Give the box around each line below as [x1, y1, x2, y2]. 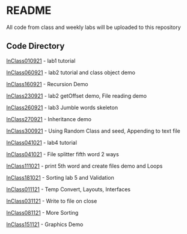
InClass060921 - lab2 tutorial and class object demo [6, 69, 135, 76]
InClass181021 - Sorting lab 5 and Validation [6, 174, 114, 181]
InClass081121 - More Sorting [6, 209, 79, 216]
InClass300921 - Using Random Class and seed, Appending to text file [6, 127, 180, 134]
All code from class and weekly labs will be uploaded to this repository [6, 24, 182, 31]
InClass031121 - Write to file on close [6, 197, 97, 204]
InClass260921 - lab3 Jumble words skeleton [6, 104, 118, 111]
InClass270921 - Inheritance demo [6, 115, 92, 122]
